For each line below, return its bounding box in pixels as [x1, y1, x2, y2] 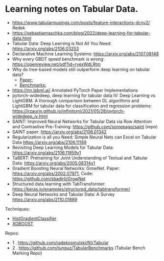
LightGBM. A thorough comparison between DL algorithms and [12, 97, 140, 103]
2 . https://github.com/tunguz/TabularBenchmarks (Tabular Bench [12, 245, 146, 251]
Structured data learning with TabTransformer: [12, 181, 106, 187]
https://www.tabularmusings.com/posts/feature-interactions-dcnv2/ [12, 20, 150, 25]
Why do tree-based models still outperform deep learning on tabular [12, 66, 150, 72]
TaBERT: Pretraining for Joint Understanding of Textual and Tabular [12, 155, 148, 161]
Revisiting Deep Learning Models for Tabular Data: [12, 144, 114, 150]
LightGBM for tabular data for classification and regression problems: [12, 103, 152, 109]
